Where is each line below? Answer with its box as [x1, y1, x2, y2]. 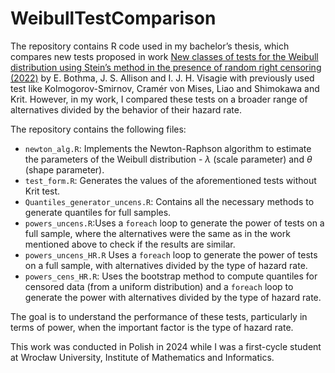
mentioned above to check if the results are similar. [24, 238, 236, 250]
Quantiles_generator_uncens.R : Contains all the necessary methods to [24, 195, 315, 207]
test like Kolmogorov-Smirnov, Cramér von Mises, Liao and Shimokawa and [10, 82, 320, 94]
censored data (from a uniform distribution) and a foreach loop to [24, 280, 294, 292]
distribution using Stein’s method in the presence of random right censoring [10, 61, 322, 73]
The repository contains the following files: [10, 123, 187, 135]
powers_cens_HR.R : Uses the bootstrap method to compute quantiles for [24, 270, 318, 282]
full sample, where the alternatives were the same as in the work [24, 227, 291, 239]
